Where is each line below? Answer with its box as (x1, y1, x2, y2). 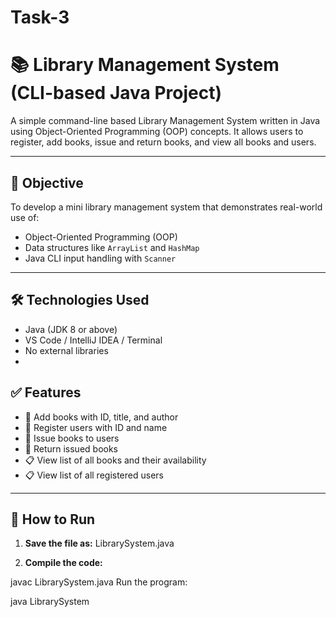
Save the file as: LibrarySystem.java (24, 537, 175, 550)
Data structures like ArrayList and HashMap (24, 241, 200, 253)
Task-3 (10, 6, 70, 29)
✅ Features (10, 384, 82, 401)
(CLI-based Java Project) (10, 82, 223, 105)
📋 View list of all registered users (24, 469, 164, 481)
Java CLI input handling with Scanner (24, 252, 177, 264)
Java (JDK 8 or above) (24, 323, 118, 335)
